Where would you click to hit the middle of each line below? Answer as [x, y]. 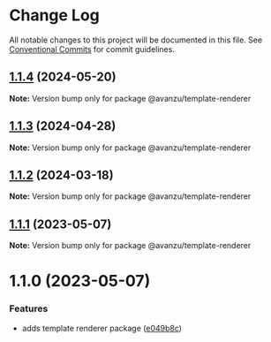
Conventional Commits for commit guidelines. [92, 49]
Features [29, 308]
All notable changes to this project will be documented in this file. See [136, 40]
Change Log [54, 15]
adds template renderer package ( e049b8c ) [102, 328]
